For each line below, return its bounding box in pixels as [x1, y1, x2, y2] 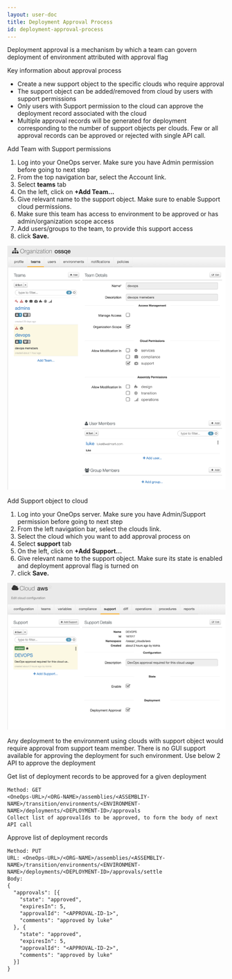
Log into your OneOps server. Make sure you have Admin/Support [17, 510, 206, 518]
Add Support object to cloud [7, 496, 88, 505]
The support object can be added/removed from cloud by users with [17, 87, 213, 96]
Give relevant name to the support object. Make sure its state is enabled [17, 554, 223, 562]
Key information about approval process [7, 67, 122, 75]
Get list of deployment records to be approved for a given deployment [7, 772, 206, 780]
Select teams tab [17, 180, 67, 189]
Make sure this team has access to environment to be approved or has [17, 210, 219, 218]
